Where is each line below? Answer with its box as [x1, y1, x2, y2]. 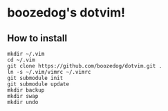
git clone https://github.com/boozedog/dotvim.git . [7, 63, 162, 70]
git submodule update [7, 81, 70, 88]
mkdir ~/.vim [7, 50, 45, 57]
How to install [7, 32, 68, 44]
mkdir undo [7, 99, 39, 105]
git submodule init [7, 74, 64, 81]
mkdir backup [7, 87, 45, 94]
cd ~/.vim [7, 57, 36, 63]
